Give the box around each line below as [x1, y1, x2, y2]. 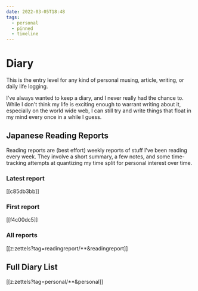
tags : [6, 14, 20, 20]
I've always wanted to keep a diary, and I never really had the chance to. [6, 94, 184, 102]
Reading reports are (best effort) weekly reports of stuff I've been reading [6, 146, 188, 154]
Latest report [6, 174, 45, 182]
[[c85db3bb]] [6, 188, 40, 195]
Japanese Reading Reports [6, 131, 109, 141]
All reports [6, 231, 38, 240]
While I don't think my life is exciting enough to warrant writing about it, [6, 101, 181, 108]
